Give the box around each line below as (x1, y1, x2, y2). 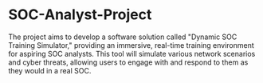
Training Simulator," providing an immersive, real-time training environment (8, 40, 255, 49)
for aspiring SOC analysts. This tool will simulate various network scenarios (8, 49, 256, 58)
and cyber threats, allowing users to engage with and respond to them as (8, 57, 249, 67)
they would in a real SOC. (8, 65, 92, 75)
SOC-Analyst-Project (8, 6, 152, 24)
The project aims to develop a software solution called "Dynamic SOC (8, 32, 237, 41)
